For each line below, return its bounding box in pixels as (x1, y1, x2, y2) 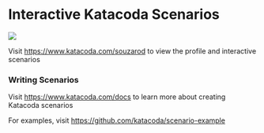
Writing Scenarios (8, 74, 79, 85)
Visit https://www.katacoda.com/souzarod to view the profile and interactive (8, 46, 257, 56)
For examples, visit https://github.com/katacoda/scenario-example (8, 116, 225, 125)
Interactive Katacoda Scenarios (8, 6, 220, 24)
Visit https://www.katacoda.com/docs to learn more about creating (8, 92, 226, 102)
